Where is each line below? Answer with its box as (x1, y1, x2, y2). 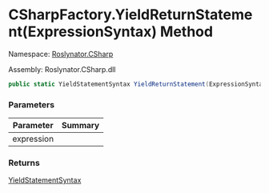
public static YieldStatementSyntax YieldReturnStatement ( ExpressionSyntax (8, 80, 267, 88)
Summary (61, 120, 100, 131)
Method (159, 22, 214, 41)
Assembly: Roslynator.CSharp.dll (8, 64, 116, 74)
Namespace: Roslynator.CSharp (8, 49, 114, 58)
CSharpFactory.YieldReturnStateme (8, 6, 253, 24)
